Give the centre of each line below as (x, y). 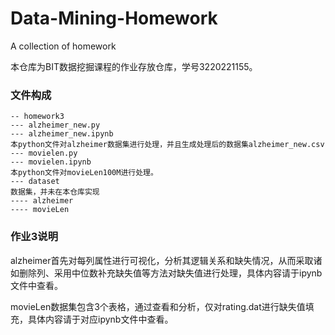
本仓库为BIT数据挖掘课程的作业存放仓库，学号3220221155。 (134, 66)
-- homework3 (37, 117)
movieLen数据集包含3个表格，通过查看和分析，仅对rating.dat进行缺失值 (158, 306)
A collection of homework (63, 46)
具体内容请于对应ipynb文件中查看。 (100, 319)
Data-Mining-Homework (114, 18)
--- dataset (35, 182)
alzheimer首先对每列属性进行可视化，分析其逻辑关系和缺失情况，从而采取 (162, 260)
